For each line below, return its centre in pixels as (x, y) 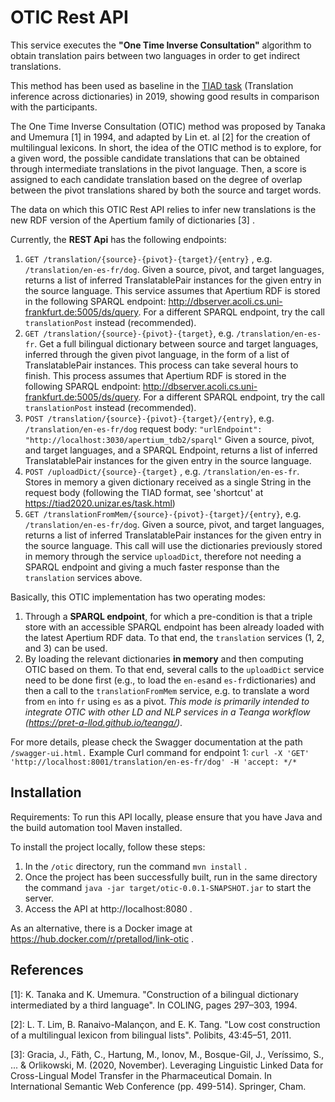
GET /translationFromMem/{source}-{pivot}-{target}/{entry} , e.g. (163, 513)
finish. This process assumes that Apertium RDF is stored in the (155, 375)
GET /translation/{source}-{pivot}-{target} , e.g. (129, 333)
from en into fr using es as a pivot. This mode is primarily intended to (167, 701)
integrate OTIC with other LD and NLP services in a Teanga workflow (167, 712)
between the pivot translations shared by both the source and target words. (166, 190)
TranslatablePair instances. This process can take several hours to (161, 365)
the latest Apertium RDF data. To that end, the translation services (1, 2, (174, 637)
